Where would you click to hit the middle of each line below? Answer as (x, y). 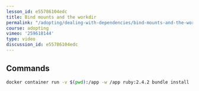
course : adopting (28, 28)
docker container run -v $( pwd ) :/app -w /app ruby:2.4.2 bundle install (98, 82)
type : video (21, 39)
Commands (28, 69)
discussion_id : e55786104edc (42, 45)
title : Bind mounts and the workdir (51, 17)
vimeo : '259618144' (30, 34)
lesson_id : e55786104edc (37, 12)
